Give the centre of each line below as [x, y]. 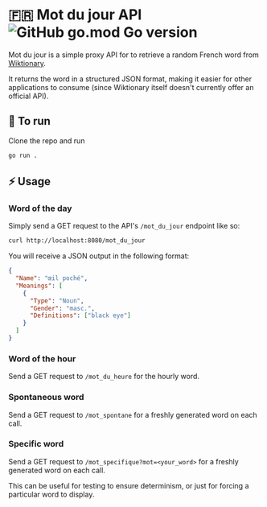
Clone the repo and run [47, 140]
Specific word [36, 444]
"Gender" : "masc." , [62, 308]
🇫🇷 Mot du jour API [75, 15]
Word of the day [40, 208]
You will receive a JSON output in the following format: [99, 256]
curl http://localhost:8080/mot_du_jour [77, 241]
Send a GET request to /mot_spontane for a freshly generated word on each [133, 414]
